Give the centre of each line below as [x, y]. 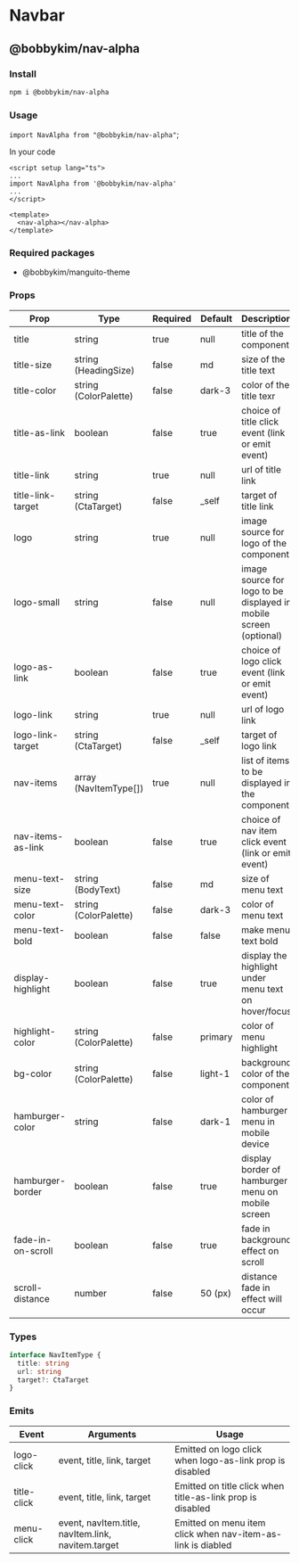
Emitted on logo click [218, 1449]
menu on [260, 1191]
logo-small [37, 602]
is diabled [211, 1545]
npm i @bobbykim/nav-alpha [59, 92]
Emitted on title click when [230, 1485]
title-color [35, 391]
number [91, 1293]
